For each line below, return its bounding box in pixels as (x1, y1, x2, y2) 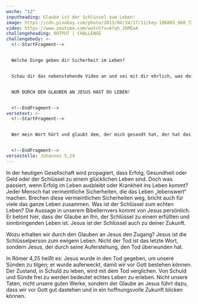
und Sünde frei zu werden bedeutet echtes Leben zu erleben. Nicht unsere (6, 273, 188, 280)
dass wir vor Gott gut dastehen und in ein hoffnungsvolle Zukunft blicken (6, 286, 183, 293)
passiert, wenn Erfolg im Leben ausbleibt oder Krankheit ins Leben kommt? (6, 181, 189, 189)
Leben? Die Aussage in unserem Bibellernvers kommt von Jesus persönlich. (6, 207, 190, 214)
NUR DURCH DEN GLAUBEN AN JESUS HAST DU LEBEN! (11, 89, 131, 95)
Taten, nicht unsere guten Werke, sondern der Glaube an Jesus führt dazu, (6, 280, 188, 287)
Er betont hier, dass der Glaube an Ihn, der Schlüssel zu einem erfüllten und (6, 213, 190, 220)
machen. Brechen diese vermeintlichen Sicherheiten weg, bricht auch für (6, 194, 184, 201)
